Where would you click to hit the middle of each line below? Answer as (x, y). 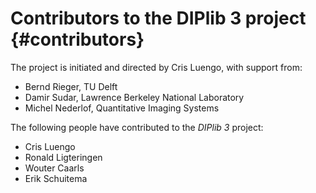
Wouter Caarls (54, 168)
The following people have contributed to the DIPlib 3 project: (137, 127)
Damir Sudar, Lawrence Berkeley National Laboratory (134, 97)
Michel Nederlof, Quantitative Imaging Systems (122, 108)
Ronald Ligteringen (63, 157)
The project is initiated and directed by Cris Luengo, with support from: (156, 67)
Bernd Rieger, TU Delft (71, 86)
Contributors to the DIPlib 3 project (158, 18)
